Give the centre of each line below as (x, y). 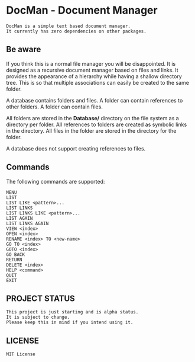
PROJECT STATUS (40, 298)
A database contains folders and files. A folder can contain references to (95, 100)
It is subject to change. (38, 318)
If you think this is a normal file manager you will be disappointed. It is (91, 63)
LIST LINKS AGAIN (27, 223)
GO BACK (16, 254)
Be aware (24, 49)
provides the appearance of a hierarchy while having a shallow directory (94, 76)
